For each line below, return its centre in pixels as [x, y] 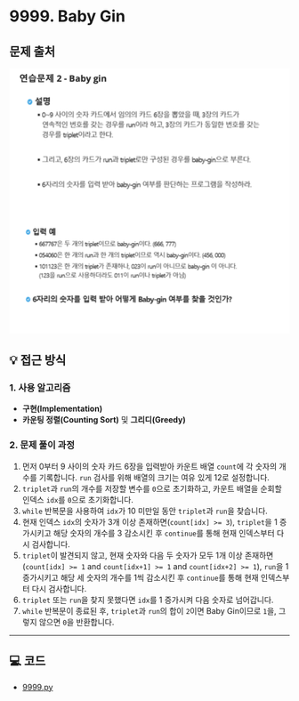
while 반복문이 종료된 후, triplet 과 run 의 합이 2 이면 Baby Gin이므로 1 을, [149, 610]
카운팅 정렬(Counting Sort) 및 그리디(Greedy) [104, 420]
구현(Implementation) [62, 409]
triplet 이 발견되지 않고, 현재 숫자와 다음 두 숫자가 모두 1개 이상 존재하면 [148, 555]
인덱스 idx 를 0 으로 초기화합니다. [77, 499]
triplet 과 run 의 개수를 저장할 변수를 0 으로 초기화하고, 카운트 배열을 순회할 [152, 488]
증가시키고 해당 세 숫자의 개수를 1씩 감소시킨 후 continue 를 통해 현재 [141, 577]
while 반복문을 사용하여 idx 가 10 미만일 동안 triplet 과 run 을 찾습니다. [145, 511]
